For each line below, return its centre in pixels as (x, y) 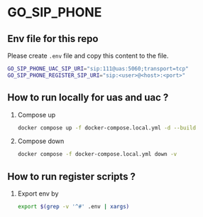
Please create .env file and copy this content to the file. (88, 55)
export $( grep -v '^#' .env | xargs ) (73, 207)
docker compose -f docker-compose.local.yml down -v (97, 154)
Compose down (41, 141)
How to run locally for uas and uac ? (88, 98)
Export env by (38, 194)
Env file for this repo (53, 39)
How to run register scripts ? (72, 176)
